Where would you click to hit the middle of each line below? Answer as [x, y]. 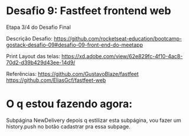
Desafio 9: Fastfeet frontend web [89, 11]
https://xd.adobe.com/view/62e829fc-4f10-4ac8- [122, 56]
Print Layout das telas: [33, 56]
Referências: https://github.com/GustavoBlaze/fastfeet [72, 74]
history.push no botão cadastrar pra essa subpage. [69, 126]
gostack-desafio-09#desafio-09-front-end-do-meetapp [75, 45]
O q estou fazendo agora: [69, 104]
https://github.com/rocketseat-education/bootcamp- [118, 38]
